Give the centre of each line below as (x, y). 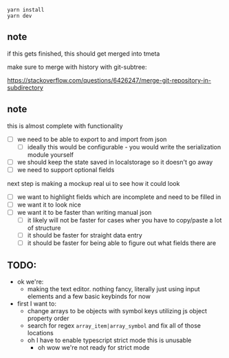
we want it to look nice (49, 204)
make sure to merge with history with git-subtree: (77, 67)
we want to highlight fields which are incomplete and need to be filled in (119, 197)
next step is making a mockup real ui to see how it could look (94, 183)
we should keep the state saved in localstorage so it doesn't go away (115, 162)
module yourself (51, 154)
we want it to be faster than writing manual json (84, 212)
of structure (44, 228)
